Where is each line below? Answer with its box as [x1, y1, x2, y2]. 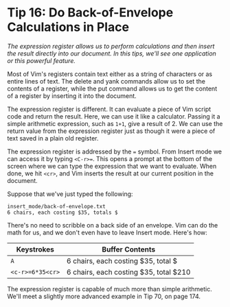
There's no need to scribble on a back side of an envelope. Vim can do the [7, 221, 218, 229]
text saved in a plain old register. [7, 134, 99, 142]
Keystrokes [16, 245, 55, 254]
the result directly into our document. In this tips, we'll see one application [7, 49, 216, 58]
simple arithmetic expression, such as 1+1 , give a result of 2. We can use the [7, 119, 223, 127]
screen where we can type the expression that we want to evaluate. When [7, 162, 217, 170]
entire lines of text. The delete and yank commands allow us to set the [7, 77, 206, 85]
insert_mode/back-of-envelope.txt [7, 203, 106, 210]
